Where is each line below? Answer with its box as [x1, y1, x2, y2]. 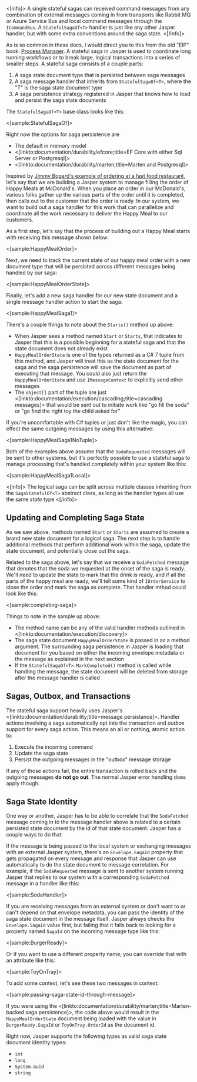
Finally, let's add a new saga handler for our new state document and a [6, 292, 178, 299]
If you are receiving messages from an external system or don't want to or [6, 903, 186, 910]
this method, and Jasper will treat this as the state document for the [14, 357, 179, 364]
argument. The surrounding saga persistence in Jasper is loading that [14, 643, 184, 650]
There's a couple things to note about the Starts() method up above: [6, 321, 175, 328]
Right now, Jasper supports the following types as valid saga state [6, 1033, 166, 1040]
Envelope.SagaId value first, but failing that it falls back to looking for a [6, 921, 176, 929]
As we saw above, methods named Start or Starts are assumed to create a [6, 528, 189, 535]
